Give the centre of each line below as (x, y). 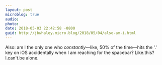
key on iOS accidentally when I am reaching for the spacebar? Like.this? (80, 52)
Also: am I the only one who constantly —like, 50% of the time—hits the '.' (81, 47)
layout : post (19, 10)
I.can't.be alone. (22, 58)
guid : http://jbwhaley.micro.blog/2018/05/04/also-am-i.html (71, 33)
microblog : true (22, 14)
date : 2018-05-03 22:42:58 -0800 (40, 28)
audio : (12, 19)
